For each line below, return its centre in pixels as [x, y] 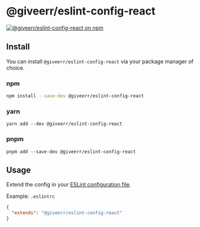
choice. [16, 68]
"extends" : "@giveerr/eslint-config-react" [67, 213]
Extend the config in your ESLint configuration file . [69, 185]
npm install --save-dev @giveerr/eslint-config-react [75, 96]
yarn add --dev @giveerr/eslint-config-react [64, 124]
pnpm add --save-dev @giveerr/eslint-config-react [71, 152]
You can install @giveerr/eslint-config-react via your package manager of [100, 61]
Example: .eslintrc [31, 196]
